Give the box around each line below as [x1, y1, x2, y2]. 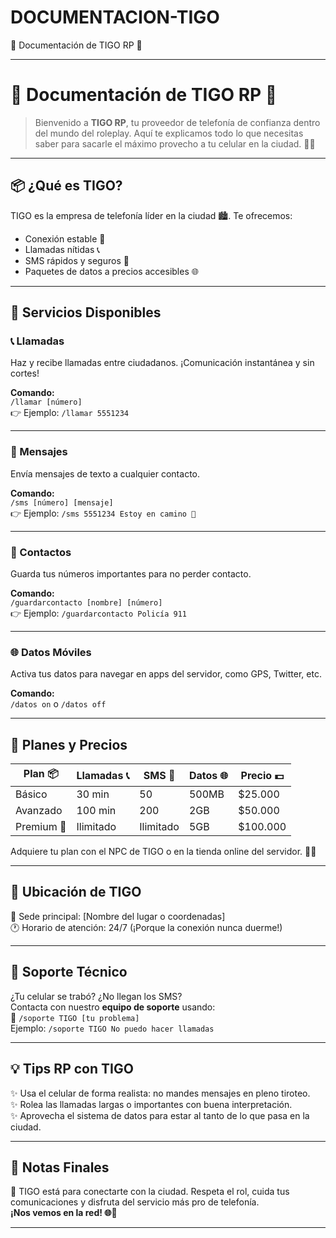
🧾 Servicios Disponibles [10, 304, 162, 321]
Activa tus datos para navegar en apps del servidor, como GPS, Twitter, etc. [10, 668, 322, 680]
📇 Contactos [10, 545, 72, 559]
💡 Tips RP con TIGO [10, 1061, 134, 1078]
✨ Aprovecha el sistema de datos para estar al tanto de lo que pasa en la [10, 1109, 310, 1121]
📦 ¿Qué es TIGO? [10, 177, 123, 195]
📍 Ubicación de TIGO [10, 884, 142, 901]
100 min [76, 804, 117, 818]
